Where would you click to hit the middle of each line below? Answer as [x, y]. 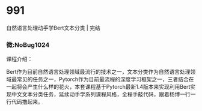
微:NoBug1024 [28, 44]
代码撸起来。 [27, 102]
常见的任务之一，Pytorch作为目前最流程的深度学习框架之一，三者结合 [103, 79]
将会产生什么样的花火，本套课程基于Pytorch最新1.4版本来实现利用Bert [103, 87]
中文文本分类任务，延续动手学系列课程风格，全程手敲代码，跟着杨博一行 [101, 94]
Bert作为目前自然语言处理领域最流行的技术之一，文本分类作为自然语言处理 [98, 72]
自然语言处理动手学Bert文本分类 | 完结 [53, 28]
